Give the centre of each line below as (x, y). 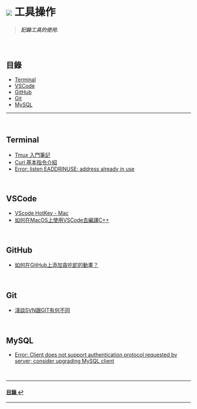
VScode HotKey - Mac (42, 213)
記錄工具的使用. (39, 29)
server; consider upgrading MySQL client (64, 361)
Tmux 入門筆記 (33, 155)
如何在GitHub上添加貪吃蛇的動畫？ (56, 265)
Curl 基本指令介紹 (36, 162)
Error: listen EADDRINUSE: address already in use (74, 169)
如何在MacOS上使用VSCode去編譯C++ (62, 220)
